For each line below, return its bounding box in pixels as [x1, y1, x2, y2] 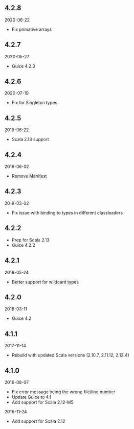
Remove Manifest [11, 173, 47, 179]
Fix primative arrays [11, 26, 52, 32]
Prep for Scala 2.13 [11, 237, 50, 243]
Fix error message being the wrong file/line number [11, 389, 115, 395]
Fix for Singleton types [11, 100, 58, 106]
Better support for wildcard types [11, 279, 79, 285]
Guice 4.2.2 [11, 242, 35, 248]
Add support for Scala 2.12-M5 [11, 399, 74, 405]
